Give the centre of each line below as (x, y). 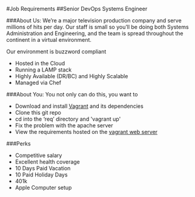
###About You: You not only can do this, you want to (72, 94)
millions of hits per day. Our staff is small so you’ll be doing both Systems (97, 27)
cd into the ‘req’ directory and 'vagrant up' (68, 119)
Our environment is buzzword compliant (56, 52)
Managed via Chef (38, 82)
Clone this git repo (38, 112)
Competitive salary (38, 155)
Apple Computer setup (43, 188)
